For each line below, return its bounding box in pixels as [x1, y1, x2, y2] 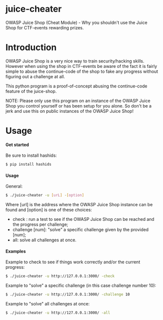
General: [5, 183, 23, 189]
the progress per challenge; [12, 221, 69, 228]
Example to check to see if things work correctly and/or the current [5, 259, 141, 265]
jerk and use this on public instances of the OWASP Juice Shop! [5, 108, 134, 114]
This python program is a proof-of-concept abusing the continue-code [5, 83, 147, 89]
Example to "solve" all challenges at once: [5, 301, 90, 307]
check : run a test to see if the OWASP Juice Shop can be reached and [12, 216, 155, 222]
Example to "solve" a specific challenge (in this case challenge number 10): [5, 282, 156, 289]
